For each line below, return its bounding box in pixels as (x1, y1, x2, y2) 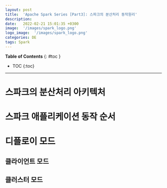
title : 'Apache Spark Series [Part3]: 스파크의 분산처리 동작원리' (5, 12, 138, 17)
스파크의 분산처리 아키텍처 (5, 87, 106, 97)
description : (5, 16, 32, 21)
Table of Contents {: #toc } (5, 53, 61, 59)
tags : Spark (5, 40, 30, 45)
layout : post (5, 7, 32, 12)
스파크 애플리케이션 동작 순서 (5, 111, 116, 122)
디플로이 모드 (5, 136, 56, 147)
